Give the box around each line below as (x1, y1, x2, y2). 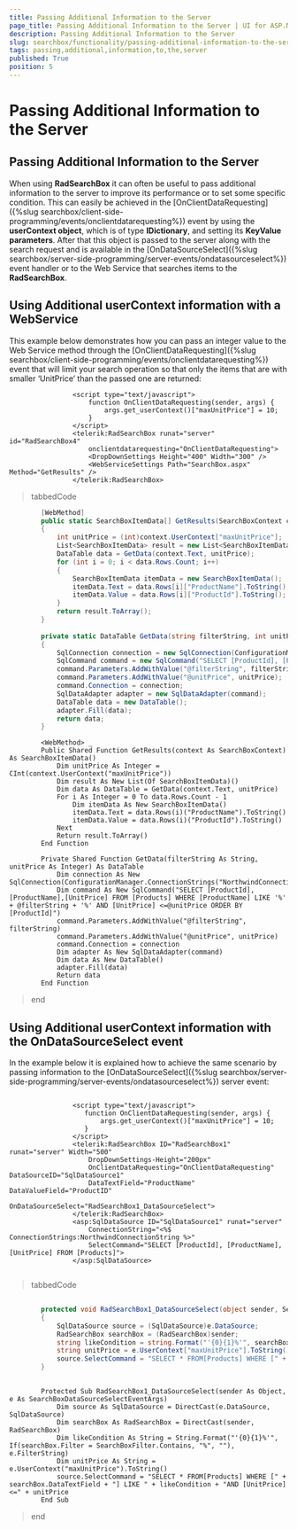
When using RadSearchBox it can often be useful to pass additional (9, 178, 256, 189)
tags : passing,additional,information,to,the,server (9, 46, 208, 55)
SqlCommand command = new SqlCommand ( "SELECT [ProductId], (56, 657, 278, 666)
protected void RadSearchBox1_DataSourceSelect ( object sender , (41, 1305, 278, 1314)
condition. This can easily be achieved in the (9, 197, 171, 207)
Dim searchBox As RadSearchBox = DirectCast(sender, (56, 1417, 255, 1427)
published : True (9, 54, 69, 63)
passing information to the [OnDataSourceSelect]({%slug (9, 1067, 218, 1078)
